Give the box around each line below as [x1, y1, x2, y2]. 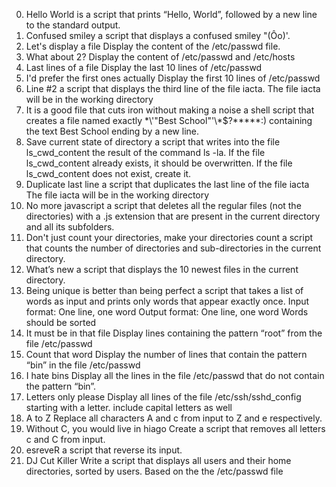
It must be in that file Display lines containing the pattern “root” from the [25, 327, 323, 339]
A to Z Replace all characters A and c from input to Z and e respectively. [25, 412, 323, 424]
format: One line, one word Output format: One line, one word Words [25, 306, 309, 318]
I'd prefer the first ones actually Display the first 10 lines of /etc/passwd [25, 72, 321, 84]
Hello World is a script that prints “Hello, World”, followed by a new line [25, 9, 318, 20]
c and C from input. [25, 434, 106, 445]
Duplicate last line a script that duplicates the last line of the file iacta [25, 179, 310, 190]
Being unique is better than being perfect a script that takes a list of [25, 285, 304, 296]
